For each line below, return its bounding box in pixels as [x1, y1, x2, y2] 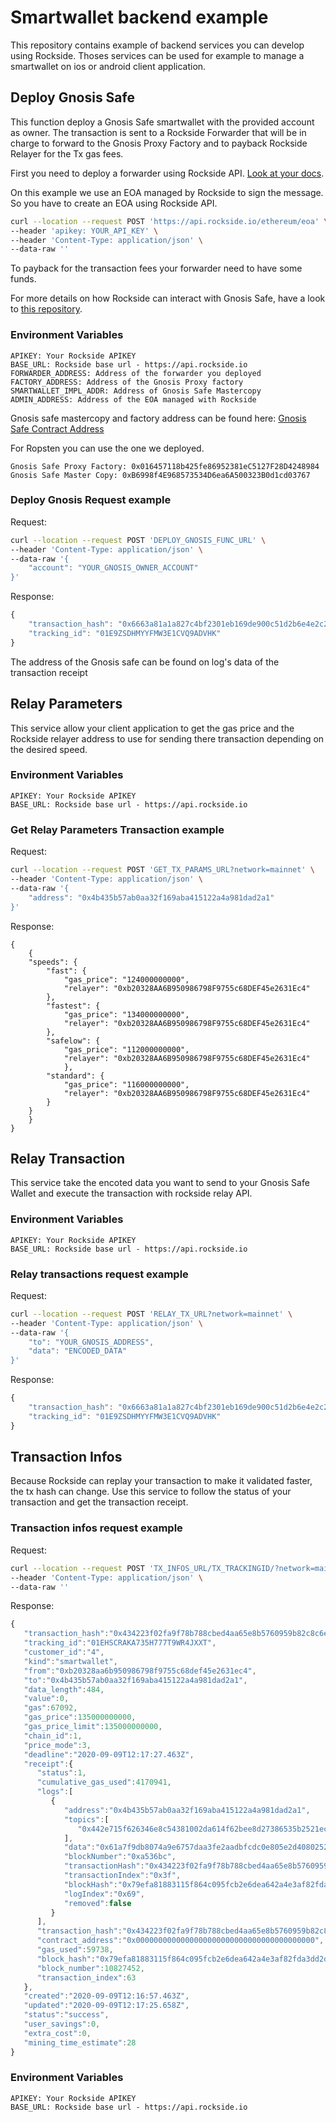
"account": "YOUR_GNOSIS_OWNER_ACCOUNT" [28, 563, 199, 573]
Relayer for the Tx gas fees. [10, 147, 124, 160]
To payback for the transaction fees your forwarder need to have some [10, 262, 303, 275]
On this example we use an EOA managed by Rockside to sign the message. [10, 186, 324, 198]
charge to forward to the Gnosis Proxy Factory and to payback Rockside [10, 137, 308, 149]
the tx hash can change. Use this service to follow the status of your [10, 1486, 292, 1498]
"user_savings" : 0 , [23, 2019, 101, 2030]
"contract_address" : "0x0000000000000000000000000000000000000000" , [36, 1936, 325, 1946]
